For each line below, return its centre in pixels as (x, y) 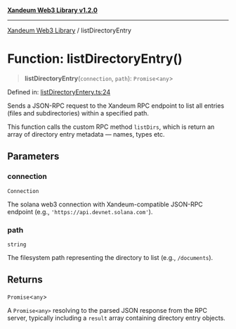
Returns (25, 280)
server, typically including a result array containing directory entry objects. (117, 318)
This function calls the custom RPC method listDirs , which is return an (111, 127)
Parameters (33, 157)
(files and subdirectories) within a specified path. (78, 113)
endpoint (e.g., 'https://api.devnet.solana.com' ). (80, 211)
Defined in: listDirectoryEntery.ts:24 (59, 92)
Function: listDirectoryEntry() (95, 59)
